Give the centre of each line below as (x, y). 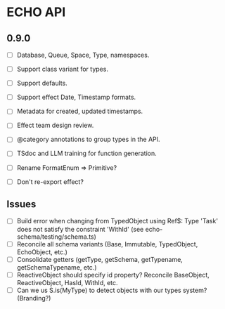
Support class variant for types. (62, 69)
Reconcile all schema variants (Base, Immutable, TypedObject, (107, 244)
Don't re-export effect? (50, 182)
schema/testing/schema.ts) (56, 237)
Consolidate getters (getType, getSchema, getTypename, (100, 259)
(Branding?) (34, 298)
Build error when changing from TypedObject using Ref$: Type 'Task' (117, 221)
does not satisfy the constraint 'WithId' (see (80, 229)
